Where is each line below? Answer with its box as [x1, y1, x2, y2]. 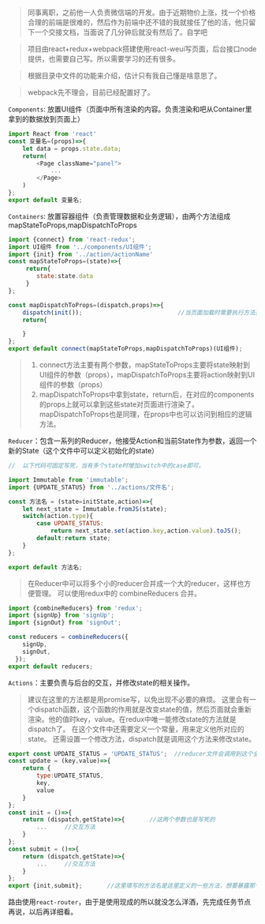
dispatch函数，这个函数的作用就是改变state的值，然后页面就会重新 [34, 704, 252, 714]
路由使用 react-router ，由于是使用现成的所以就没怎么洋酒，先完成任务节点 [8, 897, 251, 907]
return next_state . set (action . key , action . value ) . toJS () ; [50, 527, 242, 535]
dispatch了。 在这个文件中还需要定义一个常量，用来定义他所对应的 [27, 724, 244, 734]
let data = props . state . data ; [22, 145, 122, 152]
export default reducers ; [8, 663, 93, 670]
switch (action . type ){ [22, 513, 93, 520]
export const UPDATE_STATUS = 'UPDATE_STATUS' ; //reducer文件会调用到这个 [8, 749, 254, 757]
